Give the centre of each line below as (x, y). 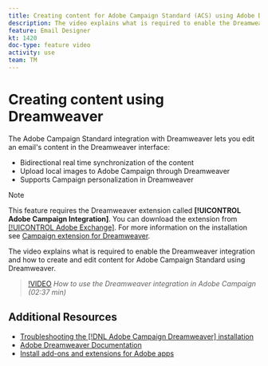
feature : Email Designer (49, 30)
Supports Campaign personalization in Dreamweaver (106, 179)
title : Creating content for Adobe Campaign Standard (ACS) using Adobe (132, 16)
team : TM (23, 61)
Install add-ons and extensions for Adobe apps (97, 353)
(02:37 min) (47, 292)
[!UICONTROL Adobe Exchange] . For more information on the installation (128, 227)
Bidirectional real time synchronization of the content (106, 162)
